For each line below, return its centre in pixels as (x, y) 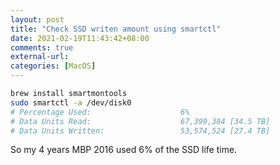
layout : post (37, 19)
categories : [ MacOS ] (53, 66)
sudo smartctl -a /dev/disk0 (71, 102)
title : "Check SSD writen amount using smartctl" (116, 29)
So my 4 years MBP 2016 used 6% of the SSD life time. (124, 150)
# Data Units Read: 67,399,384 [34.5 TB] (140, 121)
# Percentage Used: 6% (100, 112)
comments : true (42, 47)
